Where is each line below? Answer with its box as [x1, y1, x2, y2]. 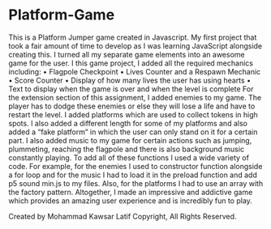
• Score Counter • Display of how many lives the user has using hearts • [8, 75, 252, 85]
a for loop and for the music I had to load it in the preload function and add [8, 170, 257, 180]
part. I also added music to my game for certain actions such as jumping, [8, 135, 252, 145]
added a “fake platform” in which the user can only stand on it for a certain [8, 127, 258, 137]
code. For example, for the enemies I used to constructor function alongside [8, 161, 263, 171]
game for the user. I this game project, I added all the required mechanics [8, 58, 254, 68]
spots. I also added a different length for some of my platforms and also [8, 118, 247, 128]
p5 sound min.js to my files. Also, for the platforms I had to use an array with [8, 178, 264, 188]
